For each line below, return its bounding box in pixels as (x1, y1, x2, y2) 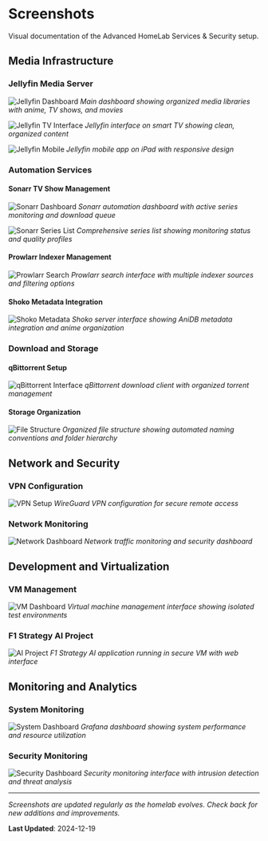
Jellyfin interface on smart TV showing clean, (85, 120, 235, 130)
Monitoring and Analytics (8, 680, 138, 693)
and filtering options (8, 278, 75, 288)
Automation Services (8, 164, 93, 176)
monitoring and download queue (8, 210, 116, 219)
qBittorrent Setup (8, 362, 68, 372)
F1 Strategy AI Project (8, 630, 94, 642)
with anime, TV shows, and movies (8, 105, 124, 114)
